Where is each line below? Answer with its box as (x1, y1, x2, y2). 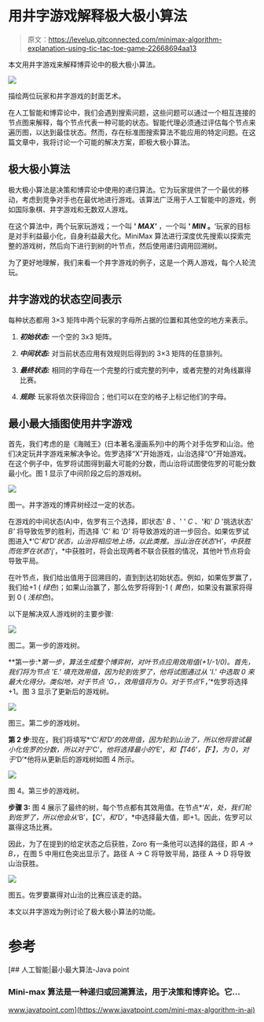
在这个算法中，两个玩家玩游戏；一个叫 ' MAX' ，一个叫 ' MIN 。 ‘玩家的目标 (8, 221, 251, 230)
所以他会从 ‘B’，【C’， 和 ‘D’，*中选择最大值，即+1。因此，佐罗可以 (42, 813, 253, 822)
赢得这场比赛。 (8, 822, 57, 832)
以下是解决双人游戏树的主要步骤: (8, 609, 114, 619)
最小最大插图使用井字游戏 (8, 417, 132, 430)
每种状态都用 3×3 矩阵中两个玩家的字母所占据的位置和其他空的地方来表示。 (8, 315, 253, 325)
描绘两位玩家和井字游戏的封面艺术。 (8, 91, 126, 101)
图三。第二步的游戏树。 (8, 719, 84, 728)
